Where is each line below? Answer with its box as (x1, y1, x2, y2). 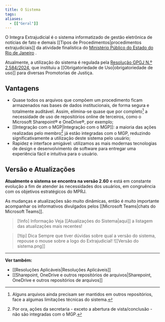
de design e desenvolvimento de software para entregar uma (12, 146, 136, 152)
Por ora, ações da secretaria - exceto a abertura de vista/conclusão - (12, 306, 153, 312)
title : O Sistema (5, 7, 41, 12)
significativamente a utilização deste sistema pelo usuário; (12, 135, 131, 141)
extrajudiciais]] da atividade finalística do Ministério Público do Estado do (5, 45, 154, 51)
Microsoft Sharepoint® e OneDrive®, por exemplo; (12, 119, 114, 125)
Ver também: (5, 257, 32, 263)
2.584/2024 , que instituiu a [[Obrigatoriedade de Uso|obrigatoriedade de (5, 65, 153, 71)
